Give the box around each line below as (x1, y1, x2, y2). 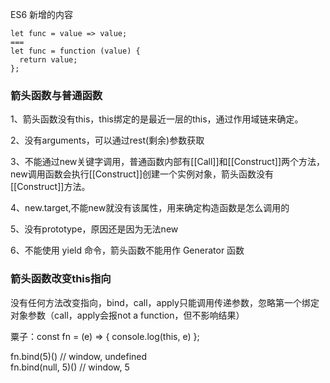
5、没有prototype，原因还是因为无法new (10, 223, 179, 235)
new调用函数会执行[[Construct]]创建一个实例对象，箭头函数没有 (10, 168, 275, 180)
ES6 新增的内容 (10, 9, 74, 20)
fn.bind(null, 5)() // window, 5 (10, 361, 130, 373)
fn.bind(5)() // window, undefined (10, 350, 148, 362)
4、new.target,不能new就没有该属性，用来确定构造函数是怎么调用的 (10, 202, 290, 214)
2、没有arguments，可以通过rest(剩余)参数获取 (10, 134, 205, 147)
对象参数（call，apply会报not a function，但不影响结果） (10, 309, 245, 321)
